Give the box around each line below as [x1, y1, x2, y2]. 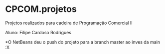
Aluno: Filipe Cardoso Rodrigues [5, 29, 71, 35]
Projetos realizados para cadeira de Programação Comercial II [5, 20, 133, 26]
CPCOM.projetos [5, 3, 77, 15]
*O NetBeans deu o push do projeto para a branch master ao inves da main [5, 39, 161, 45]
